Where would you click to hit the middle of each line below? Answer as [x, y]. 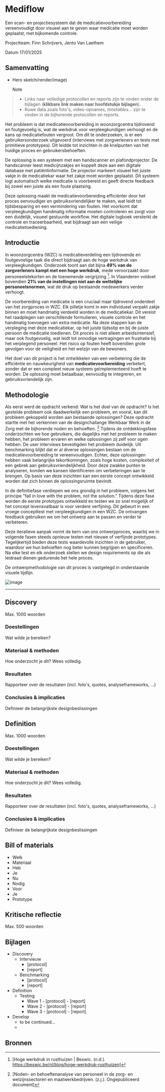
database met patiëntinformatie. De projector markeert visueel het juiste [78, 170]
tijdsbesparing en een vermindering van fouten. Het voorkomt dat [71, 206]
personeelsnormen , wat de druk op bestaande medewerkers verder [74, 287]
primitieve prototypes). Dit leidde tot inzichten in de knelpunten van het [77, 145]
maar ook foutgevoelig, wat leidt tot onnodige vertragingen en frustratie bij [81, 339]
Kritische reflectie [33, 915]
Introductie [23, 243]
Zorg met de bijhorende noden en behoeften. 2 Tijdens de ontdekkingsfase [81, 428]
